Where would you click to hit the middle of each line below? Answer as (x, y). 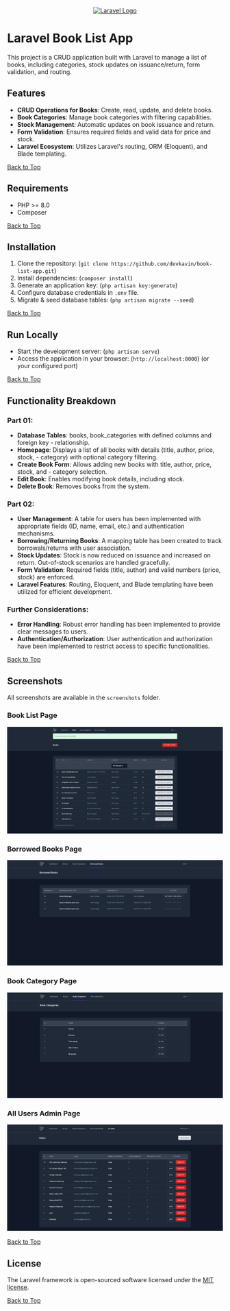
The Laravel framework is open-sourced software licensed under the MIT (111, 1280)
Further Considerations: (48, 610)
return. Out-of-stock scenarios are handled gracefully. (93, 563)
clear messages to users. (52, 632)
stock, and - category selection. (62, 471)
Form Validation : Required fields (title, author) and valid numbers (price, (119, 570)
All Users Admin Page (44, 1113)
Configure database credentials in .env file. (78, 293)
